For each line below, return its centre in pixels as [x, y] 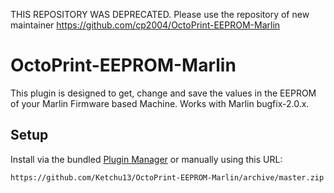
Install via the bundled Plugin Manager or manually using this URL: [146, 159]
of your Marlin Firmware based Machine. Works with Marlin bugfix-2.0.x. [160, 103]
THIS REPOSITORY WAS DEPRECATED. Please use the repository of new [160, 14]
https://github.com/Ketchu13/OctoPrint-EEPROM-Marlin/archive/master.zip [167, 177]
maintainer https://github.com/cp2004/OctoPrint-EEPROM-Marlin [145, 25]
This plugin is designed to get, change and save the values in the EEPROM [163, 93]
